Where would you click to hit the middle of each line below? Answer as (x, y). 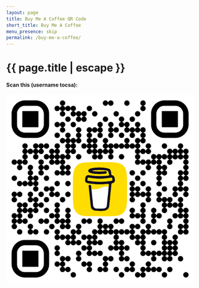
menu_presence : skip (32, 32)
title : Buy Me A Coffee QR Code (46, 19)
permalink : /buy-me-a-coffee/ (44, 38)
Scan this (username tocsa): (42, 85)
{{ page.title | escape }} (66, 68)
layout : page (22, 13)
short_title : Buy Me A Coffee (44, 25)
